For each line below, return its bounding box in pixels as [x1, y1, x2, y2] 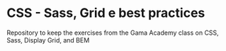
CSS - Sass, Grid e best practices [6, 5, 205, 21]
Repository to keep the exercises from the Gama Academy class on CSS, [6, 28, 219, 37]
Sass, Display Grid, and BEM [6, 35, 90, 44]
